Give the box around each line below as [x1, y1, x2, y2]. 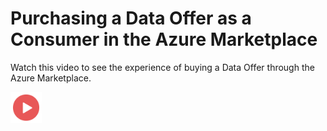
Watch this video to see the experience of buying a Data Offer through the [10, 61, 315, 73]
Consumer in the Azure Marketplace [10, 28, 318, 51]
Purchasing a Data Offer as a [10, 7, 252, 30]
